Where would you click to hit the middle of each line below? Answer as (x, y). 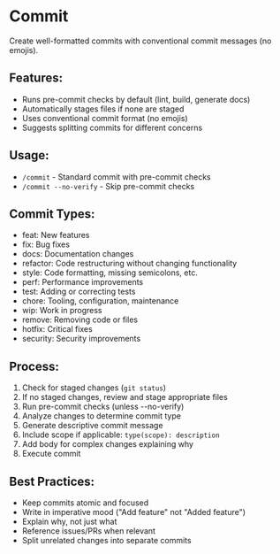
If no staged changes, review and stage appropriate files (125, 397)
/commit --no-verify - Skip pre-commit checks (108, 186)
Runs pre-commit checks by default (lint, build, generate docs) (136, 99)
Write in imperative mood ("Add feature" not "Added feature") (133, 512)
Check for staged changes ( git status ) (94, 388)
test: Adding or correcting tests (79, 292)
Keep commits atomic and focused (85, 503)
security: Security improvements (81, 339)
